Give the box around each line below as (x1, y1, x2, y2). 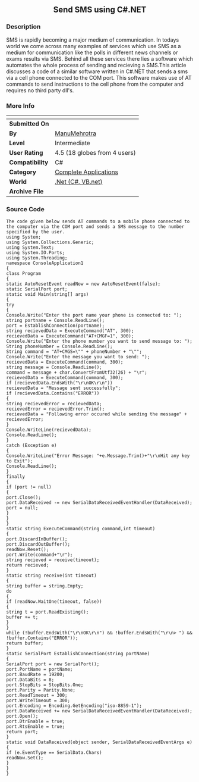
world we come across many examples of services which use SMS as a (6, 42, 181, 49)
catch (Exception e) (6, 443, 58, 449)
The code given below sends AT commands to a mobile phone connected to (6, 218, 190, 225)
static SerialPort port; (6, 286, 68, 292)
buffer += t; (6, 614, 39, 621)
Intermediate (55, 139, 90, 147)
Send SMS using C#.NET (53, 5, 147, 15)
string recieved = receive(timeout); (6, 557, 100, 563)
